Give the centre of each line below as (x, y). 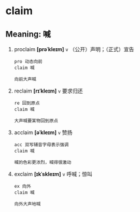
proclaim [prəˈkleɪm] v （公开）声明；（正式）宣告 (74, 49)
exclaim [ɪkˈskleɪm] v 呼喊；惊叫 (53, 174)
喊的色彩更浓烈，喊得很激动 (43, 163)
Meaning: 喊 (28, 34)
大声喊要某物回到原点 (36, 121)
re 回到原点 (27, 103)
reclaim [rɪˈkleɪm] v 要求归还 (48, 91)
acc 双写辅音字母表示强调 (41, 145)
